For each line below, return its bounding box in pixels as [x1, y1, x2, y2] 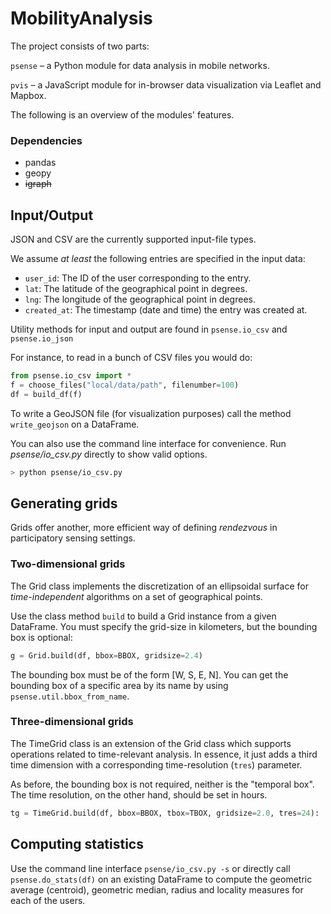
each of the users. [10, 894, 86, 906]
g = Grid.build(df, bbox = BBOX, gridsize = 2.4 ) [10, 650, 203, 661]
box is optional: [10, 631, 73, 643]
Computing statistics [10, 836, 144, 853]
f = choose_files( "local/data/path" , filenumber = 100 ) [10, 380, 240, 390]
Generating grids [10, 495, 118, 512]
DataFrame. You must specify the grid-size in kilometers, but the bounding [10, 620, 318, 632]
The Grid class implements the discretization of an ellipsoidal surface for [10, 580, 309, 592]
